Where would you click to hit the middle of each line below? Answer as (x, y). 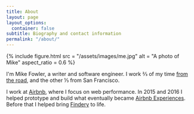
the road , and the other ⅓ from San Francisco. (63, 80)
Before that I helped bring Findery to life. (56, 104)
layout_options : (26, 23)
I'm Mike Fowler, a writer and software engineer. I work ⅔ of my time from (97, 74)
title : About (22, 12)
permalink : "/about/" (33, 39)
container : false (33, 28)
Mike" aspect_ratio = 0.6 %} (41, 62)
